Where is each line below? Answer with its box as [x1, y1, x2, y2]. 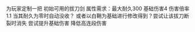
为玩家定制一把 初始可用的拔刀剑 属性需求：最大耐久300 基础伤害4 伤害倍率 [6, 5, 190, 12]
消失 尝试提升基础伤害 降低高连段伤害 [16, 20, 107, 26]
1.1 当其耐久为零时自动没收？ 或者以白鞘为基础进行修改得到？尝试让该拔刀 [6, 12, 184, 19]
